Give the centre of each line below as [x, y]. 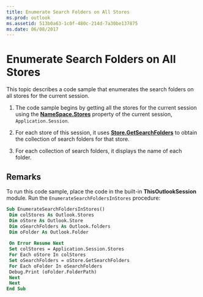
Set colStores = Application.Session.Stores [66, 249]
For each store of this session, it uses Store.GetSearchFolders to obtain [106, 133]
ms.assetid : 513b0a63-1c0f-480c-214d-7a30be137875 [72, 23]
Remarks [24, 177]
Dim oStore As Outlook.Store [46, 220]
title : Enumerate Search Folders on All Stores [68, 12]
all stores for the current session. [48, 96]
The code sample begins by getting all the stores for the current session [106, 108]
